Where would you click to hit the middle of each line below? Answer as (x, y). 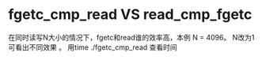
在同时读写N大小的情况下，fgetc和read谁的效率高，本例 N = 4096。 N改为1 (131, 37)
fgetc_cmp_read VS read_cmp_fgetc (130, 15)
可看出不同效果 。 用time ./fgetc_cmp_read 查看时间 (93, 47)
